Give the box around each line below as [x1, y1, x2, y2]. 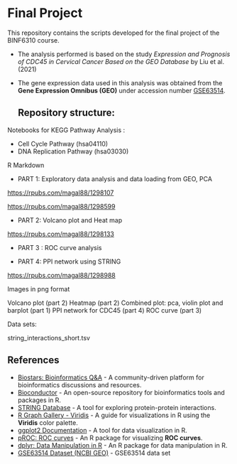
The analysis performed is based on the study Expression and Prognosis [17, 50, 231, 58]
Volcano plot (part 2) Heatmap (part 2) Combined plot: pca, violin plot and [7, 298, 224, 307]
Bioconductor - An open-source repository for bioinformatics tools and [17, 388, 225, 396]
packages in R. [17, 396, 62, 404]
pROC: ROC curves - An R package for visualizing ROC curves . [17, 433, 203, 442]
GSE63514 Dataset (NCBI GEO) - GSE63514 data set [17, 448, 171, 457]
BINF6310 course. [7, 36, 60, 44]
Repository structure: [17, 107, 116, 119]
